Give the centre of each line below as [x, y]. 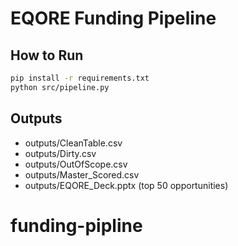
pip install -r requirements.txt [80, 78]
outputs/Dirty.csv [60, 153]
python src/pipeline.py [60, 87]
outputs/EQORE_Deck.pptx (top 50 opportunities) [126, 185]
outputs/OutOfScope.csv [76, 164]
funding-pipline [76, 225]
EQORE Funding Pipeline [113, 18]
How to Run [47, 55]
